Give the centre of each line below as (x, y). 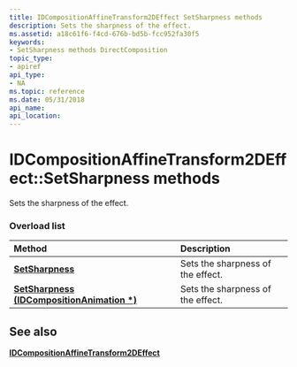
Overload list (38, 226)
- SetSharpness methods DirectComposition (88, 50)
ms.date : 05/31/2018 (47, 99)
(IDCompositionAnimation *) (75, 300)
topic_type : (31, 58)
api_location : (35, 116)
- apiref (25, 67)
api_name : (27, 108)
